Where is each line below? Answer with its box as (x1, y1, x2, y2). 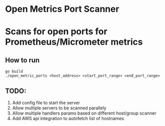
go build (5, 69, 23, 74)
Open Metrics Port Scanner (5, 3, 120, 15)
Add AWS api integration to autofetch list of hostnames (12, 116, 124, 121)
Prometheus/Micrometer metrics (5, 36, 143, 48)
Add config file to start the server (12, 100, 81, 105)
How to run (5, 56, 40, 64)
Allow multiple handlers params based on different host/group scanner (12, 110, 157, 116)
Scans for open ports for (5, 26, 108, 37)
